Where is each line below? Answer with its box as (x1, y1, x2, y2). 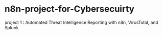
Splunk (4, 24, 19, 30)
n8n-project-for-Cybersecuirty (4, 3, 135, 15)
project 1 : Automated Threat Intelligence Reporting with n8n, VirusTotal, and (4, 19, 159, 25)
